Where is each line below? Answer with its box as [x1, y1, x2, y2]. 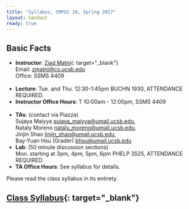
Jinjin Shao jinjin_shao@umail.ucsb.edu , [15, 131, 116, 138]
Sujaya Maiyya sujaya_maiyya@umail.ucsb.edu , [15, 117, 136, 125]
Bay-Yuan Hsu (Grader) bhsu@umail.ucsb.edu [15, 137, 132, 144]
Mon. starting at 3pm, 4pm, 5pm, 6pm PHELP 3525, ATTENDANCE [15, 150, 183, 158]
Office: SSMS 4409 [15, 72, 64, 79]
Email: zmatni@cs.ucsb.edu [15, 65, 86, 73]
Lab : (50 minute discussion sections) [15, 144, 109, 151]
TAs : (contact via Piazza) [15, 111, 79, 119]
